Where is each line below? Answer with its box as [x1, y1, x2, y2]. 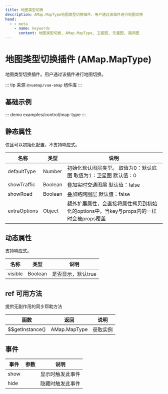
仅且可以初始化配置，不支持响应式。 [5, 141, 80, 148]
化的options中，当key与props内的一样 [67, 207, 157, 214]
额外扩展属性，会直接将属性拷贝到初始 [67, 200, 157, 207]
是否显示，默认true [51, 271, 96, 278]
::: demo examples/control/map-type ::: [5, 111, 86, 118]
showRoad [7, 190, 32, 197]
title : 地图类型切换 [5, 7, 43, 13]
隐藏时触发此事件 [40, 380, 81, 387]
